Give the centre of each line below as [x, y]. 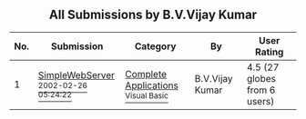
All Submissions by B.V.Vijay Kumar [153, 15]
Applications [152, 85]
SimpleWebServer [76, 74]
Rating [269, 52]
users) [260, 101]
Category [155, 46]
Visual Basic [147, 95]
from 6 [261, 90]
